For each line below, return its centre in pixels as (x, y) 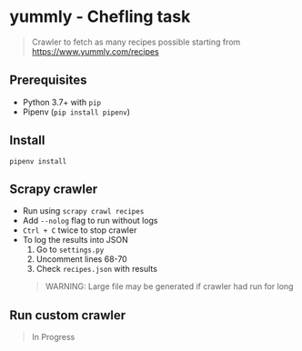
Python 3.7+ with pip (62, 102)
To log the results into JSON (75, 240)
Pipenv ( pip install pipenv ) (76, 112)
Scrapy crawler (54, 189)
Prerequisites (48, 80)
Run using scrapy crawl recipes (83, 211)
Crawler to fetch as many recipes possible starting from (136, 42)
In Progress (53, 337)
